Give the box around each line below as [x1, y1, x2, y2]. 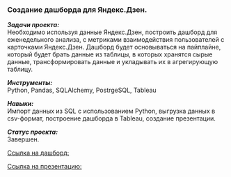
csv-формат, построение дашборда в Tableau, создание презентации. [7, 114, 216, 123]
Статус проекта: [7, 128, 58, 137]
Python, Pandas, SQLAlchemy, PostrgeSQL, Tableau [7, 86, 157, 95]
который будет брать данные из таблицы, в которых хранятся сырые [7, 50, 213, 59]
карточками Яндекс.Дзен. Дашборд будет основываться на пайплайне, [7, 43, 221, 52]
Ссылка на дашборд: [7, 148, 70, 157]
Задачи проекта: [7, 21, 60, 29]
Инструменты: [7, 79, 53, 87]
